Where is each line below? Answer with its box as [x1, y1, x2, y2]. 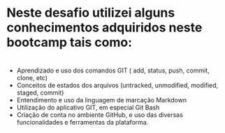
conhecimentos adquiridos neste [6, 19, 203, 36]
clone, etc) [16, 74, 48, 82]
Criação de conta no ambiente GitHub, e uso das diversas [16, 111, 183, 119]
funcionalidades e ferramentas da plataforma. [16, 118, 149, 127]
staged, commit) [16, 88, 64, 97]
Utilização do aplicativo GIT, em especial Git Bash [16, 103, 160, 112]
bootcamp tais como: [6, 35, 133, 50]
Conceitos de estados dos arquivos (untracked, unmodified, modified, [16, 81, 219, 90]
